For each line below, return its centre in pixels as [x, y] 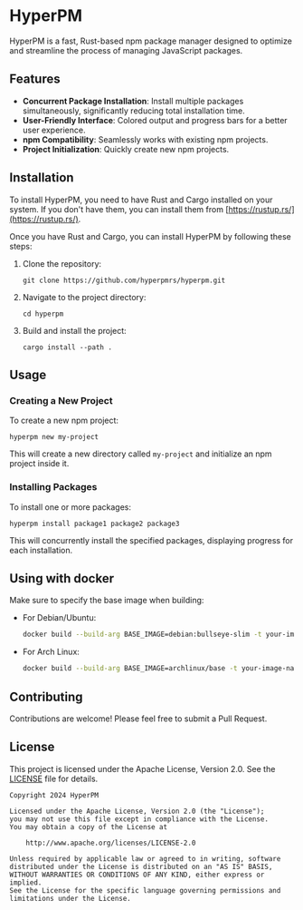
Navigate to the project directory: [84, 297]
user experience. [54, 130]
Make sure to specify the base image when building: [107, 601]
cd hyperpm [43, 314]
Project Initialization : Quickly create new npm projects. [126, 149]
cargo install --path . [67, 347]
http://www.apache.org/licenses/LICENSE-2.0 [111, 843]
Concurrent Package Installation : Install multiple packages [133, 101]
